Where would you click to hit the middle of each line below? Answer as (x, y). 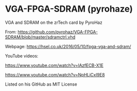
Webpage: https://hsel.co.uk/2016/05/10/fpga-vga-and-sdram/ (68, 46)
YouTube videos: (22, 56)
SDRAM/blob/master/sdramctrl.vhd (40, 37)
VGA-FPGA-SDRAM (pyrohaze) (69, 9)
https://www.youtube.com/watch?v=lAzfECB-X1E (54, 65)
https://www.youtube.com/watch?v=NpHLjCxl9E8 (55, 74)
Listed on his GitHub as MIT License (41, 84)
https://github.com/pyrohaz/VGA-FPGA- (58, 32)
